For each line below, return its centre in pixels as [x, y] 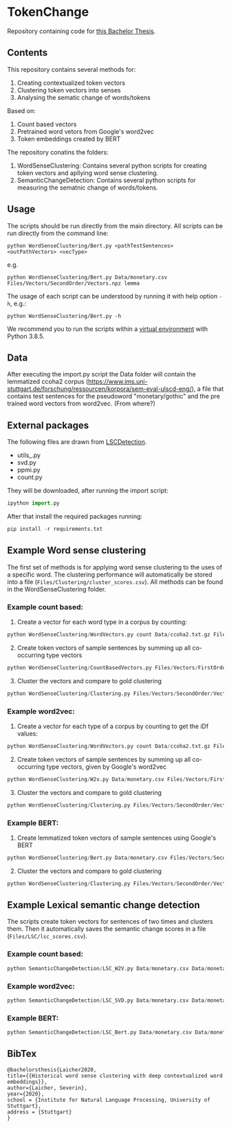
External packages [48, 425]
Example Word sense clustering [77, 551]
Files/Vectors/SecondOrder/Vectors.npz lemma [73, 283]
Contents [27, 53]
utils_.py [29, 455]
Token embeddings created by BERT [69, 139]
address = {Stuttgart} [40, 1112]
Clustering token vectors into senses [69, 90]
